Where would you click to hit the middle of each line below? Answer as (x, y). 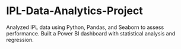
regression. (20, 40)
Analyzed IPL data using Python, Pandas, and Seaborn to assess (85, 27)
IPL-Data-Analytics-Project (75, 11)
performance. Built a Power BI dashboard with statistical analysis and (91, 33)
